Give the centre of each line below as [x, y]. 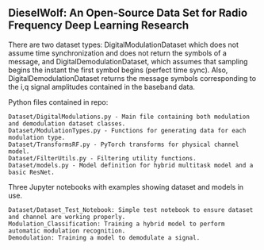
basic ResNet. [32, 172]
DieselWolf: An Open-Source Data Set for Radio [128, 13]
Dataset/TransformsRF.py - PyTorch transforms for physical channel [124, 144]
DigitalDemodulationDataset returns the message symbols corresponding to [132, 78]
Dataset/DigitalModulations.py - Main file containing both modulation [129, 117]
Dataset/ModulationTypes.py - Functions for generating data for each [127, 130]
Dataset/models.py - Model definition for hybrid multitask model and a [131, 165]
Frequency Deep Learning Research [99, 26]
